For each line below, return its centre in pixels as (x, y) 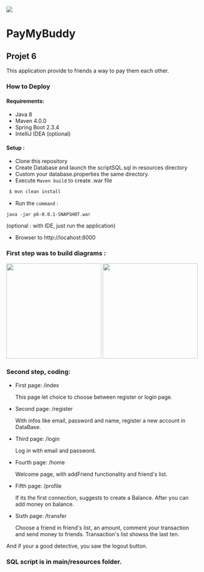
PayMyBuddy (41, 34)
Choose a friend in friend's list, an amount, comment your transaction (102, 528)
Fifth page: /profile (38, 486)
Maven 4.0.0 (31, 121)
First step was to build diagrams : (56, 253)
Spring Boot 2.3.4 (37, 128)
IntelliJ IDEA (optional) (43, 134)
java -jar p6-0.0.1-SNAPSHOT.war (49, 215)
